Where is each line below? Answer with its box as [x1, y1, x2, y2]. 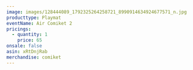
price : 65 [17, 37, 43, 43]
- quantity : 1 [12, 32, 48, 38]
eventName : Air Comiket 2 [6, 20, 72, 26]
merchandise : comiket [6, 54, 62, 60]
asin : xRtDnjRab [6, 49, 48, 55]
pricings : [6, 26, 32, 32]
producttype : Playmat [6, 15, 62, 21]
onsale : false [6, 43, 43, 49]
